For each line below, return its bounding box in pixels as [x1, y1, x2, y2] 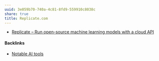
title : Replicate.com [4, 16, 48, 21]
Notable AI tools [11, 51, 44, 57]
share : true [4, 12, 29, 16]
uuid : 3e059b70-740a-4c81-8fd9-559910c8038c [4, 7, 96, 12]
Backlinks [4, 40, 25, 46]
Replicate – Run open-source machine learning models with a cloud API [11, 29, 154, 35]
